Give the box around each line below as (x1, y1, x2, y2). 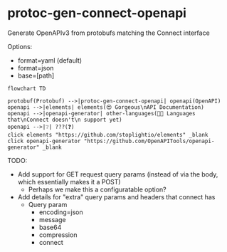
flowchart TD (7, 85, 46, 92)
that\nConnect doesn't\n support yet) (7, 116, 122, 123)
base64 (38, 223, 62, 231)
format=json (17, 63, 54, 72)
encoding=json (38, 208, 83, 216)
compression (38, 230, 78, 239)
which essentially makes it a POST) (17, 177, 121, 186)
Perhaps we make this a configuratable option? (28, 185, 167, 194)
